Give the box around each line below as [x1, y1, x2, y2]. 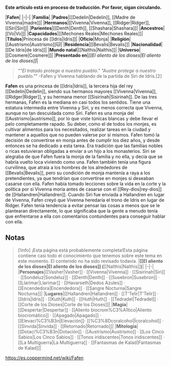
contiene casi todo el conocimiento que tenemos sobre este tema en [17, 253, 162, 259]
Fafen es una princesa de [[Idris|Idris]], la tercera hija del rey [5, 83, 133, 89]
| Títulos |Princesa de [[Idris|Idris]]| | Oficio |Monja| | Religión [5, 36, 130, 42]
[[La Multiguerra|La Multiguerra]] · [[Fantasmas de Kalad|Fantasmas [17, 339, 162, 346]
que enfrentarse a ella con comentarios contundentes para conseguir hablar [5, 213, 166, 219]
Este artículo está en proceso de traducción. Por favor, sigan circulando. [5, 5, 162, 10]
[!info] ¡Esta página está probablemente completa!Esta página [17, 247, 148, 253]
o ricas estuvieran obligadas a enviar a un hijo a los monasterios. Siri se [5, 148, 156, 154]
